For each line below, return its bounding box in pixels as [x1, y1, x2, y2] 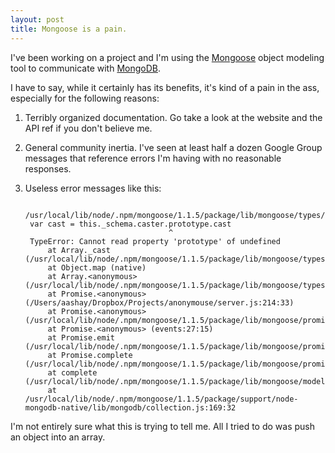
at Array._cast [47, 245, 111, 255]
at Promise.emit [47, 332, 115, 343]
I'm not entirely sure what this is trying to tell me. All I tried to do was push [10, 420, 316, 432]
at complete [47, 367, 98, 378]
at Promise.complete [47, 350, 133, 360]
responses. [24, 162, 72, 175]
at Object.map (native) [47, 262, 147, 273]
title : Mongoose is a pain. [10, 24, 128, 34]
